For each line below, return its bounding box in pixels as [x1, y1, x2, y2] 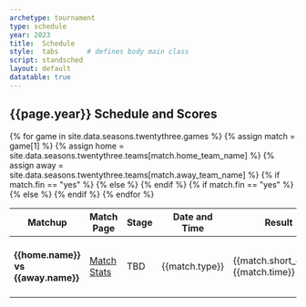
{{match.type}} [161, 260, 225, 272]
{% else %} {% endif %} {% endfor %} [9, 189, 155, 200]
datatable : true [9, 73, 71, 82]
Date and [172, 210, 213, 223]
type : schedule [9, 22, 67, 31]
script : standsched [9, 56, 84, 65]
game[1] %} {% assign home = [9, 140, 125, 151]
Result [264, 216, 293, 229]
